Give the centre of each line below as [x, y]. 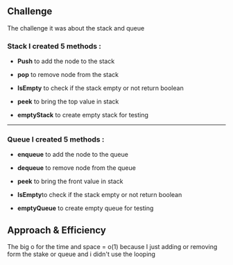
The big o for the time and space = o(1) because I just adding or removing [112, 247]
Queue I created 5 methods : [56, 139]
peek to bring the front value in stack [70, 181]
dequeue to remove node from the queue [77, 168]
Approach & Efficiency [57, 230]
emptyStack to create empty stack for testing [83, 115]
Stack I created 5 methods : [54, 46]
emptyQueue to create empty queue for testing [85, 208]
